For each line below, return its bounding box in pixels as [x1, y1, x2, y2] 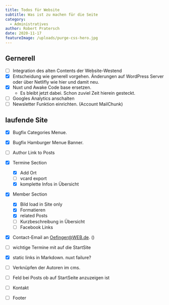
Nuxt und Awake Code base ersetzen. [12, 84, 92, 90]
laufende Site [5, 116, 48, 125]
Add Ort [20, 170, 37, 176]
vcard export [20, 175, 47, 181]
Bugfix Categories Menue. [12, 129, 67, 135]
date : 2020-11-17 [5, 31, 42, 36]
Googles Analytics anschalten [12, 95, 75, 101]
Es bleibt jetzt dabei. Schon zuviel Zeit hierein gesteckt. [20, 90, 136, 96]
